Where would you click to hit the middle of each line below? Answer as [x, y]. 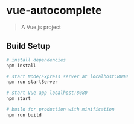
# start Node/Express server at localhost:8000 [67, 76]
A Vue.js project [41, 27]
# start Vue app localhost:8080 [47, 93]
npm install [21, 66]
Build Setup [28, 46]
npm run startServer [32, 82]
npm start [19, 99]
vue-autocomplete [54, 11]
